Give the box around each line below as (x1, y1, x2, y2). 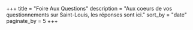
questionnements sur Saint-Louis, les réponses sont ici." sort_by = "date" (6, 11, 187, 18)
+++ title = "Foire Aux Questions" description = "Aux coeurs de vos (6, 5, 173, 12)
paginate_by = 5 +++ (6, 18, 58, 24)
